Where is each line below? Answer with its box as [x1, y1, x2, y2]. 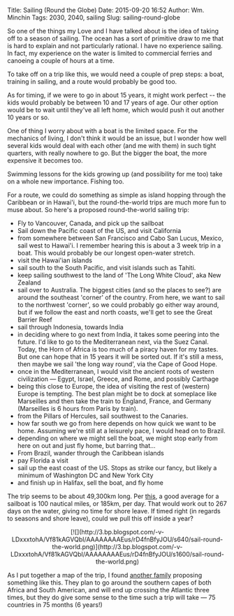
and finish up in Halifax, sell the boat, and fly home [17, 479, 164, 487]
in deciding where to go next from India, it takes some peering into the [17, 331, 220, 338]
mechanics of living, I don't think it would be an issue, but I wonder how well [7, 134, 227, 142]
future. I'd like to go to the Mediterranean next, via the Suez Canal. [17, 338, 209, 346]
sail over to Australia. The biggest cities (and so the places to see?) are [17, 286, 222, 294]
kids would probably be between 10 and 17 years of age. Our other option [7, 98, 219, 107]
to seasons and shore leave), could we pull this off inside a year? [7, 514, 193, 523]
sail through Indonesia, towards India [17, 323, 124, 331]
